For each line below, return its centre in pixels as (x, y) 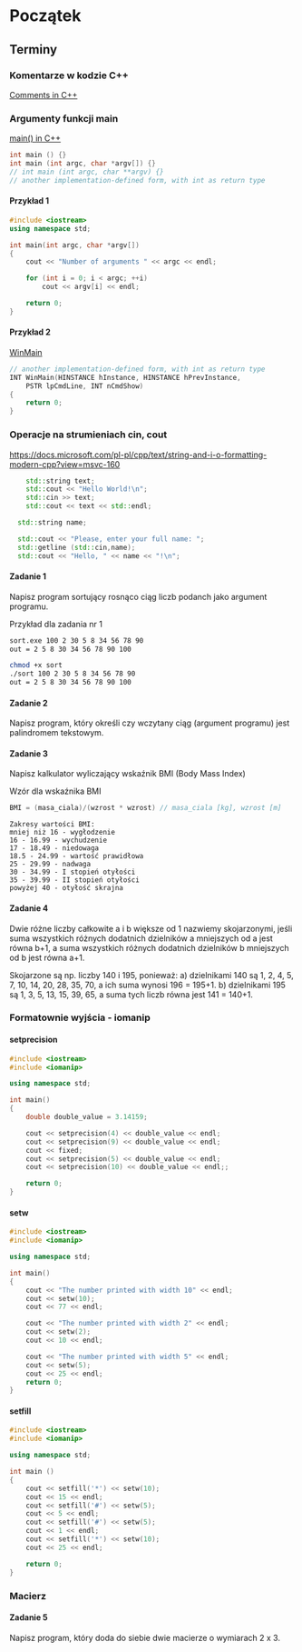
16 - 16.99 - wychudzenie (58, 841)
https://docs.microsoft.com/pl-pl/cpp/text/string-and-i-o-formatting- (138, 455)
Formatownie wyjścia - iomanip (80, 1017)
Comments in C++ (44, 95)
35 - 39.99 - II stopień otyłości (75, 880)
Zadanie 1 (28, 576)
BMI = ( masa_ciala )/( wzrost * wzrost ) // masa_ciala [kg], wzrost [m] (146, 808)
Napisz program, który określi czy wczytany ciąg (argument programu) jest (150, 723)
